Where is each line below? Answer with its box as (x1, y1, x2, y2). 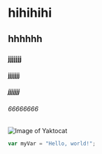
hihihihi (8, 5, 52, 21)
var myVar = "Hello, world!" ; (8, 140, 96, 147)
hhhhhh (8, 33, 43, 45)
